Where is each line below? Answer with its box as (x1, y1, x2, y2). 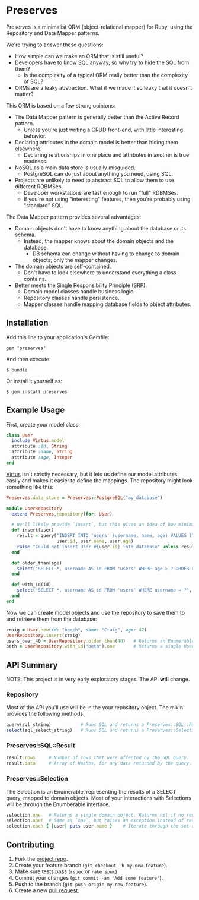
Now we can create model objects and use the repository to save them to (6, 609, 185, 616)
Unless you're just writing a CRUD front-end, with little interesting (23, 126, 184, 133)
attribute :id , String (11, 443, 68, 449)
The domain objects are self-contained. (14, 263, 111, 270)
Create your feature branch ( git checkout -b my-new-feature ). (14, 861, 168, 869)
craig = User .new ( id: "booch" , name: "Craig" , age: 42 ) (6, 627, 147, 633)
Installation (6, 318, 49, 328)
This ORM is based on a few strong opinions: (6, 102, 115, 109)
